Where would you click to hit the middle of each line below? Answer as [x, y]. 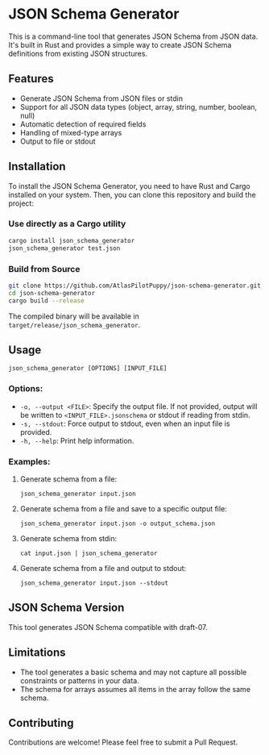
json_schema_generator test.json [64, 248]
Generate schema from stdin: [68, 538]
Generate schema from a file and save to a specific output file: [123, 508]
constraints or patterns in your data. [79, 680]
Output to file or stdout [58, 141]
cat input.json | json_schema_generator [89, 553]
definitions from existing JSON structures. [78, 53]
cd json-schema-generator [52, 293]
